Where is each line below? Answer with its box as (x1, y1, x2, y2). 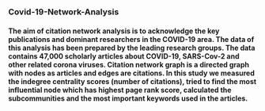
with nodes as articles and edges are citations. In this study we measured (8, 68, 255, 78)
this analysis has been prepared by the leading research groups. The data (8, 43, 256, 52)
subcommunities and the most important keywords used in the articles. (8, 94, 248, 103)
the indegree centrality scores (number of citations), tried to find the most (8, 76, 257, 86)
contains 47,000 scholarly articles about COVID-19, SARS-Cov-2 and (8, 51, 240, 61)
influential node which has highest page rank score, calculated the (8, 85, 232, 94)
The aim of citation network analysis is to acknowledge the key (8, 26, 220, 36)
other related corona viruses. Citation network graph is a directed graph (8, 59, 249, 69)
